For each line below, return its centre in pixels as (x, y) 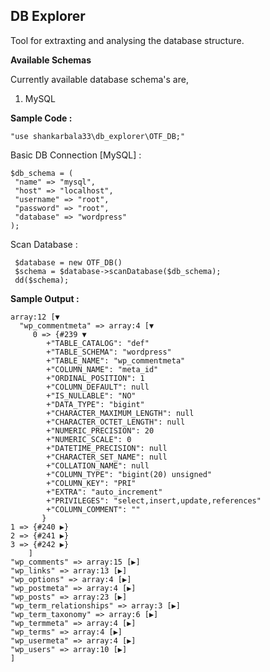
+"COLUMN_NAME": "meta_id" (102, 369)
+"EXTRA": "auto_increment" (104, 492)
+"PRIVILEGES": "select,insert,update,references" (154, 500)
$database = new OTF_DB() (68, 262)
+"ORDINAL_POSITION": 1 (95, 378)
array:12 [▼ (35, 317)
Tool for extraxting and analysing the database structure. (127, 40)
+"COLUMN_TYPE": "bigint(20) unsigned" (129, 474)
